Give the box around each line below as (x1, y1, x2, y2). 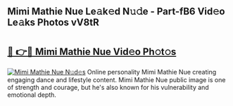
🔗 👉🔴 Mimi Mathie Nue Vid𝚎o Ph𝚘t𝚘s (7, 46, 177, 58)
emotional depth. (7, 91, 56, 99)
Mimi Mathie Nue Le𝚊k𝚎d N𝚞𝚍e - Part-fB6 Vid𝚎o (7, 6, 225, 18)
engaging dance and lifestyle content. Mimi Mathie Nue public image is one (7, 76, 226, 84)
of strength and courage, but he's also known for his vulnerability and (7, 84, 209, 91)
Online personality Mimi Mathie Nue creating (87, 68, 217, 76)
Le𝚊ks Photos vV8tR (7, 17, 100, 29)
